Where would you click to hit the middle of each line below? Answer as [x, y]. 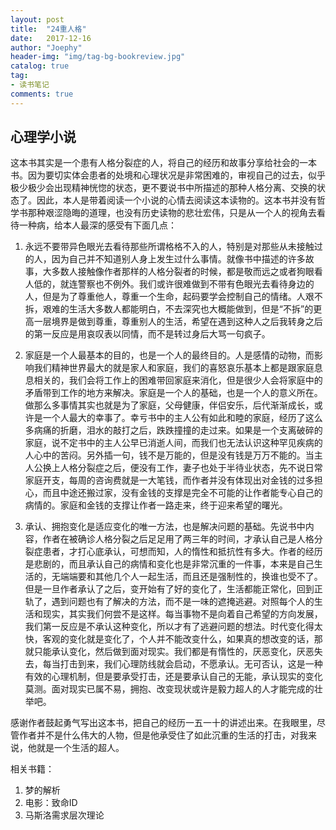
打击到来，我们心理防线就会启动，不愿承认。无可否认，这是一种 [191, 664]
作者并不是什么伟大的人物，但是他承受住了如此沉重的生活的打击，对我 [163, 735]
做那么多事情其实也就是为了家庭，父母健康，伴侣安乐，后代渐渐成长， [169, 405]
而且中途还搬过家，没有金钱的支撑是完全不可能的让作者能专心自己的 [182, 493]
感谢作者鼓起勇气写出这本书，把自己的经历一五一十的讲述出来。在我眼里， [163, 723]
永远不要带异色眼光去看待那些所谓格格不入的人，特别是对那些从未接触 [169, 247]
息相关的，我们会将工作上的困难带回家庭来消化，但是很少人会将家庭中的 [173, 380]
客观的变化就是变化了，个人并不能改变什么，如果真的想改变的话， [178, 639]
